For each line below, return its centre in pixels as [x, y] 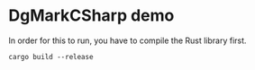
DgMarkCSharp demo [91, 16]
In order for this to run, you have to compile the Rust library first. [127, 40]
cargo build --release [51, 57]
